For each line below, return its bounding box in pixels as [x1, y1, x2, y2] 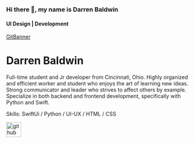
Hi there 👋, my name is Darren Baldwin [6, 5, 119, 14]
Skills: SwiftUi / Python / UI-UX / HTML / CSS [6, 110, 117, 117]
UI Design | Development [6, 20, 69, 27]
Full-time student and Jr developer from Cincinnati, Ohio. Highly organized [6, 74, 189, 81]
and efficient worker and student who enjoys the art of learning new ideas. [6, 80, 189, 87]
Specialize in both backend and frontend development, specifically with [6, 93, 181, 100]
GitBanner [6, 33, 31, 40]
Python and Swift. [6, 99, 50, 106]
